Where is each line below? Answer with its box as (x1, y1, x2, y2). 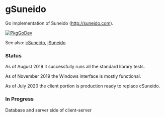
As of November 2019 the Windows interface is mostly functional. (5, 73, 141, 79)
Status (5, 52, 22, 59)
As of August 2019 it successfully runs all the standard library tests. (5, 64, 145, 70)
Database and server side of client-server (5, 107, 92, 113)
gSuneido (5, 4, 46, 15)
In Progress (5, 95, 34, 102)
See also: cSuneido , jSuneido (5, 39, 66, 46)
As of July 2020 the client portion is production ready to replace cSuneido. (5, 83, 160, 89)
